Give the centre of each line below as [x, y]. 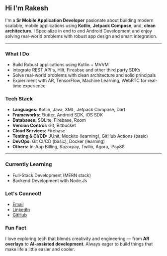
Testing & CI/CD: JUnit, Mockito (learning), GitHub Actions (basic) [80, 136]
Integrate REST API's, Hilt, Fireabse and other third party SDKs [76, 70]
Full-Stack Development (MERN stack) [51, 175]
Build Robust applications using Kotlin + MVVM [60, 65]
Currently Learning [29, 164]
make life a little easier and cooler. [40, 250]
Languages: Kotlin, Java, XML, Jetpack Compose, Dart [69, 110]
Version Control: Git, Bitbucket [44, 126]
